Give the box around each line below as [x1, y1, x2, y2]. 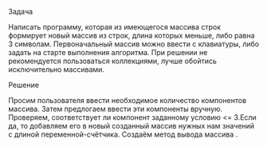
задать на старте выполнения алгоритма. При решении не [8, 48, 208, 57]
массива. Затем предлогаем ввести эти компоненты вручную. [8, 104, 223, 113]
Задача [8, 7, 33, 16]
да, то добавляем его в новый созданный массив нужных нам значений [8, 121, 255, 130]
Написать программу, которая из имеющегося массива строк [8, 22, 222, 31]
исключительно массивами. [8, 65, 105, 74]
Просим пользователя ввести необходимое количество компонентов [8, 96, 247, 105]
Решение [8, 80, 40, 89]
